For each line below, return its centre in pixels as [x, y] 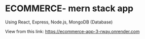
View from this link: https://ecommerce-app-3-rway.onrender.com [72, 31]
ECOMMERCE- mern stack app [69, 9]
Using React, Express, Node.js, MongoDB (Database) [59, 22]
